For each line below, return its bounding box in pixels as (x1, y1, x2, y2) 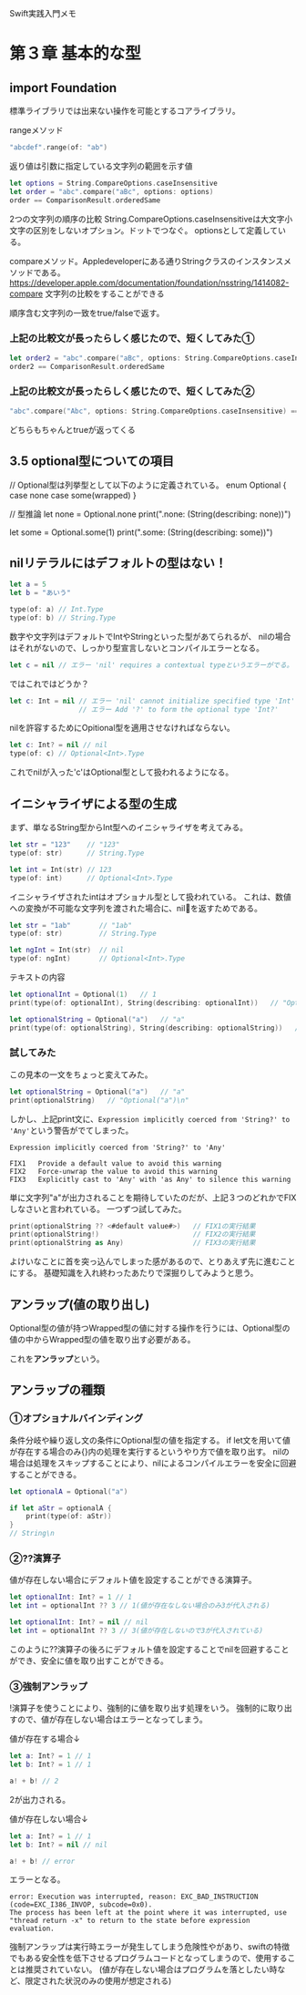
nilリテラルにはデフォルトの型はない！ (9, 555, 228, 571)
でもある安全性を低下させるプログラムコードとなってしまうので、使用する (9, 1953, 288, 1964)
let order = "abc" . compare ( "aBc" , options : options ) (9, 187, 214, 196)
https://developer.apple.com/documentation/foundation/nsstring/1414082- (9, 277, 290, 288)
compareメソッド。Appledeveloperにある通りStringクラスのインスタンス (9, 255, 284, 266)
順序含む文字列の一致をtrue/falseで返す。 (9, 307, 165, 318)
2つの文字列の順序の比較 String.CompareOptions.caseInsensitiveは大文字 (9, 213, 285, 224)
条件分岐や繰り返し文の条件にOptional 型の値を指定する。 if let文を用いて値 (9, 1435, 291, 1445)
